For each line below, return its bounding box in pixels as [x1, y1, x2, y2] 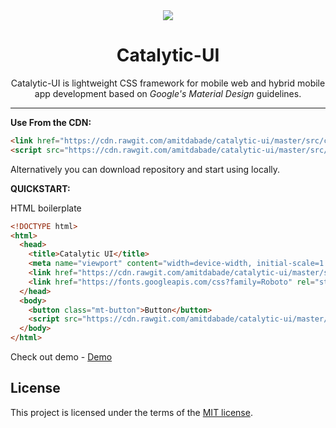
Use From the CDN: [10, 116, 92, 128]
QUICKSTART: [10, 182, 71, 194]
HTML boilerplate [10, 202, 82, 214]
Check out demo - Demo [10, 351, 113, 363]
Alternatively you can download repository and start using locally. [10, 163, 281, 175]
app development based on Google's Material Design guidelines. [34, 87, 302, 99]
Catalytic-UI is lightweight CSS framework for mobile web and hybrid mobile [10, 77, 326, 89]
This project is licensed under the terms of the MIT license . [10, 406, 253, 418]
